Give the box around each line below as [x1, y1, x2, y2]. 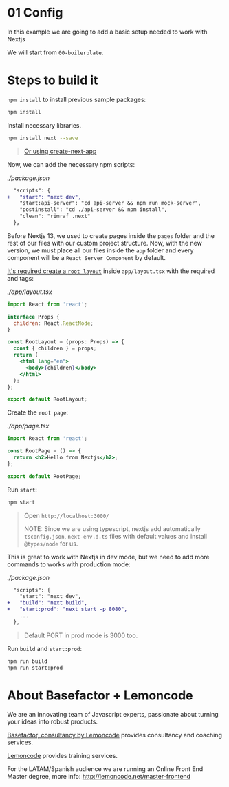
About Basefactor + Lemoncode [7, 688, 193, 703]
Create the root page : [7, 408, 69, 417]
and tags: [7, 274, 34, 282]
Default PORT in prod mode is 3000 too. [23, 631, 138, 639]
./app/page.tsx [7, 422, 50, 430]
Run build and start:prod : [7, 644, 83, 652]
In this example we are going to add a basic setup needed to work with [7, 28, 208, 36]
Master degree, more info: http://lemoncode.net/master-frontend [7, 773, 191, 781]
